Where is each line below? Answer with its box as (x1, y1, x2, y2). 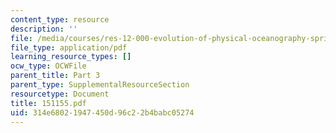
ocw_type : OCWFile (10, 61, 87, 71)
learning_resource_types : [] (10, 52, 132, 62)
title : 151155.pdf (10, 98, 87, 108)
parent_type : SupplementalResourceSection (10, 80, 190, 90)
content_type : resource (10, 14, 110, 25)
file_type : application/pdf (10, 42, 128, 53)
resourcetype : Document (10, 89, 110, 99)
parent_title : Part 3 (10, 71, 101, 81)
